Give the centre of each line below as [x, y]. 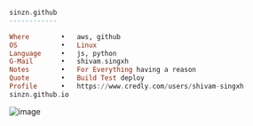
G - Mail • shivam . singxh [69, 62]
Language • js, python [63, 53]
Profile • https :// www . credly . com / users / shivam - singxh [126, 86]
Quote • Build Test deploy [77, 78]
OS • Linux [53, 45]
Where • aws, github [65, 36]
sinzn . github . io [39, 94]
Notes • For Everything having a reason [103, 70]
